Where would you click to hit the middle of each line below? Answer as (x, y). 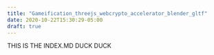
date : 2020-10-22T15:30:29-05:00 (55, 20)
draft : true (24, 26)
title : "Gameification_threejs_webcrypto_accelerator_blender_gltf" (107, 13)
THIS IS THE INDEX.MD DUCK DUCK (59, 46)
